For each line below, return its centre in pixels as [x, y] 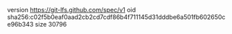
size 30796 [51, 24]
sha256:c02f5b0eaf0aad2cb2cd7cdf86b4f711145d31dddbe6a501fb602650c [116, 17]
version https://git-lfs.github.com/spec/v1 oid [72, 10]
